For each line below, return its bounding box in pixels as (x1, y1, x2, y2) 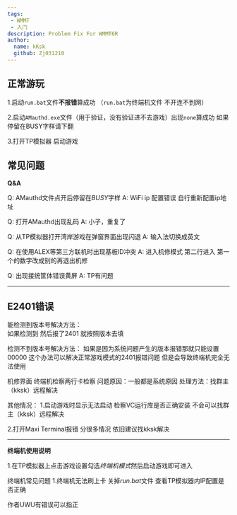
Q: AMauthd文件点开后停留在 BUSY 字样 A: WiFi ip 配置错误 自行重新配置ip (7, 193, 221, 202)
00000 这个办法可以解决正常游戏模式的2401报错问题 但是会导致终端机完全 (7, 353, 224, 361)
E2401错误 (7, 300, 54, 312)
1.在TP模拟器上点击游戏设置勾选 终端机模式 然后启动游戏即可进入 (7, 461, 193, 470)
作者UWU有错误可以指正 (7, 500, 79, 509)
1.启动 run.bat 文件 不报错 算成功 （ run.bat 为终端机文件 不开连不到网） (7, 98, 208, 106)
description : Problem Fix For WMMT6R (7, 30, 119, 37)
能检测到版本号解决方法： (7, 320, 82, 329)
